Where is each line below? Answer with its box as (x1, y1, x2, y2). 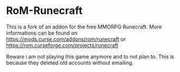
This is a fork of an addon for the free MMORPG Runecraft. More (6, 23, 162, 30)
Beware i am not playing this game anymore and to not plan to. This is (6, 53, 175, 60)
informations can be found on (6, 29, 78, 36)
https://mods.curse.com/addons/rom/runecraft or (6, 35, 126, 42)
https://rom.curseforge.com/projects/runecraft (6, 42, 118, 49)
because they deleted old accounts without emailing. (6, 59, 134, 66)
